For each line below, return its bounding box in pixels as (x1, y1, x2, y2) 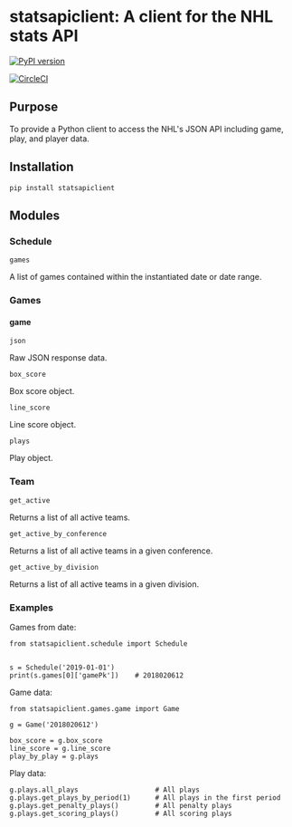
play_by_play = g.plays (9, 752, 99, 761)
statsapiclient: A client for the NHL (9, 6, 274, 27)
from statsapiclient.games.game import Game (9, 704, 180, 713)
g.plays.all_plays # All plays (9, 785, 201, 794)
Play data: (9, 767, 47, 778)
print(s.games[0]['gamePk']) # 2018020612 (9, 670, 184, 680)
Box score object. (9, 386, 75, 397)
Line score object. (9, 419, 77, 430)
